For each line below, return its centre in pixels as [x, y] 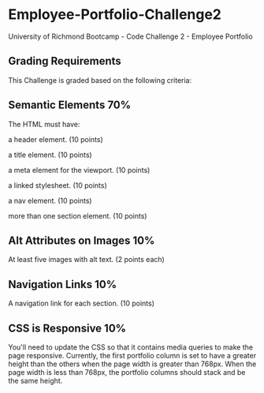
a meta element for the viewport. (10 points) [79, 170]
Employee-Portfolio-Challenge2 [115, 15]
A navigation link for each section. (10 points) [82, 303]
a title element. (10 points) [50, 155]
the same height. [35, 381]
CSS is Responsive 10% [67, 328]
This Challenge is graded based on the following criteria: [100, 80]
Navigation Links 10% [62, 284]
